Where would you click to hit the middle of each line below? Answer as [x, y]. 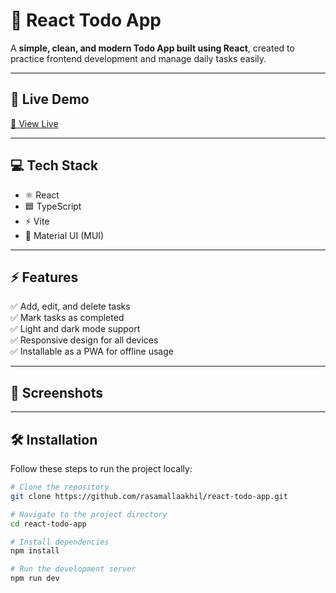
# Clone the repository [60, 487]
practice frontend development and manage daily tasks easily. [138, 58]
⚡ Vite [37, 221]
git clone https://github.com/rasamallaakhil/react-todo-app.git [149, 496]
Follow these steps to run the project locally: [101, 468]
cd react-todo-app [48, 524]
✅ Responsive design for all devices [84, 340]
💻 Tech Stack [54, 165]
